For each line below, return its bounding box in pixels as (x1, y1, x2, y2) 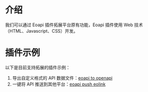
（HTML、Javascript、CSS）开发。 (5, 28, 78, 34)
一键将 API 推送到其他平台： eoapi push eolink (12, 81, 106, 87)
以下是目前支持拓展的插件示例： (5, 64, 70, 70)
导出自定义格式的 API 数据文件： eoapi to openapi (12, 75, 113, 81)
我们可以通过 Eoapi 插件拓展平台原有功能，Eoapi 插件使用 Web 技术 (5, 22, 144, 28)
